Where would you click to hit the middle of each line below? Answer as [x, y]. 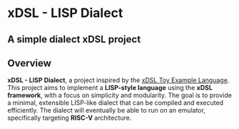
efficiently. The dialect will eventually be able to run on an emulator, [106, 111]
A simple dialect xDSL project [74, 39]
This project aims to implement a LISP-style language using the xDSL [110, 88]
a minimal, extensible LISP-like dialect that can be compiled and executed [115, 103]
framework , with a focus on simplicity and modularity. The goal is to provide [119, 95]
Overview [30, 63]
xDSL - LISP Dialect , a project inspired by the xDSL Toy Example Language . [118, 80]
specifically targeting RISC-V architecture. [70, 118]
